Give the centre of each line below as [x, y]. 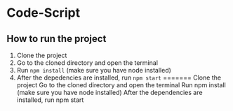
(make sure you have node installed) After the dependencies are [109, 92]
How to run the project [56, 39]
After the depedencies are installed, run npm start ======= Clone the [119, 77]
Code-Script [44, 13]
